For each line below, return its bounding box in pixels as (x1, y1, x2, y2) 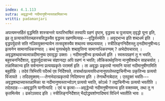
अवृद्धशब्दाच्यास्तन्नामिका (5, 79, 41, 85)
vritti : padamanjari (5, 16, 48, 21)
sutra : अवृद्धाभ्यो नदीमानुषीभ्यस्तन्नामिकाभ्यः (5, 12, 68, 17)
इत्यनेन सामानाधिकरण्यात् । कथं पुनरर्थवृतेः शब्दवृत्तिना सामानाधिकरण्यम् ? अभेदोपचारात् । (5, 46, 142, 52)
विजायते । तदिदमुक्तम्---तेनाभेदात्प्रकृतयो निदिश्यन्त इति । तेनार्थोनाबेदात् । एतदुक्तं (5, 74, 134, 80)
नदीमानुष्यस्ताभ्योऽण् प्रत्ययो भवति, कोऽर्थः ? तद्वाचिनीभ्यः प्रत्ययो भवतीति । (46, 79, 158, 85)
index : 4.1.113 (5, 7, 36, 12)
